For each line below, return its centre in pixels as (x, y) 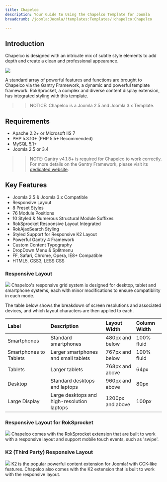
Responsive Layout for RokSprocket (49, 423)
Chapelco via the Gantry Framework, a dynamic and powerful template (78, 85)
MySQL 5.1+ (25, 144)
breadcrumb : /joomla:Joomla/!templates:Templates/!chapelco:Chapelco (79, 19)
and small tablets (70, 358)
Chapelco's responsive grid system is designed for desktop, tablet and (83, 285)
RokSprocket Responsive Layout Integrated (56, 224)
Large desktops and (74, 395)
